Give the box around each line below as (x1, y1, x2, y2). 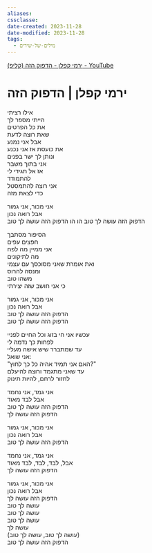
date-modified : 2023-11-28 (7, 29, 85, 37)
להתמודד (7, 174, 31, 182)
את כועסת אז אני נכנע (7, 144, 64, 153)
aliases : (7, 10, 32, 17)
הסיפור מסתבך (7, 230, 46, 238)
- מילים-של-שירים (13, 42, 56, 49)
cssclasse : (7, 17, 39, 23)
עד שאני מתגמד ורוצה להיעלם (7, 367, 85, 375)
